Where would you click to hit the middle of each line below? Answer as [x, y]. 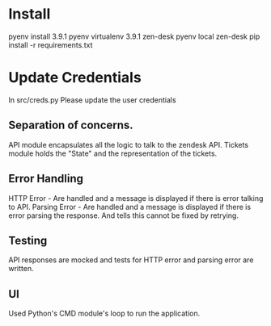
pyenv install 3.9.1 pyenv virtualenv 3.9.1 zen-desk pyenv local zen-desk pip [134, 36]
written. [21, 269]
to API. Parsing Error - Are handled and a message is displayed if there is [130, 207]
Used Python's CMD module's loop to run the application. [104, 313]
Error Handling [46, 179]
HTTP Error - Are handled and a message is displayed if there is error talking [136, 198]
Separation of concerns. [71, 125]
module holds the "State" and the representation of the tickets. [113, 153]
